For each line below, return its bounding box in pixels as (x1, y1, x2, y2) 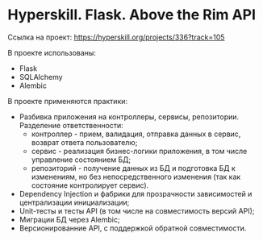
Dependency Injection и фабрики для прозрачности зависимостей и (19, 189, 253, 198)
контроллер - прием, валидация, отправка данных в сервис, (31, 129, 241, 139)
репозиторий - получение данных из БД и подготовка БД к (31, 163, 236, 172)
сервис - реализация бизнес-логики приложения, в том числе (31, 146, 248, 156)
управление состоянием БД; (31, 155, 131, 164)
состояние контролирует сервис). (31, 180, 149, 190)
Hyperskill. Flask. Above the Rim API (7, 6, 256, 24)
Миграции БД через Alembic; (19, 214, 120, 224)
